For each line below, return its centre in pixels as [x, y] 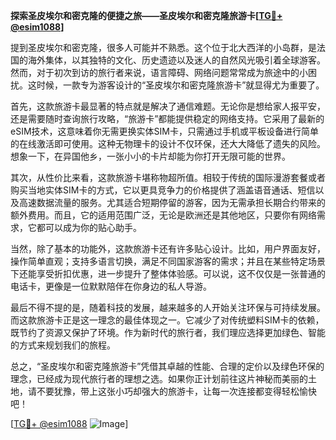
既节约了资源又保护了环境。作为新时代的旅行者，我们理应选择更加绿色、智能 [168, 332]
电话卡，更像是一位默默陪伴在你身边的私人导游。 [111, 286]
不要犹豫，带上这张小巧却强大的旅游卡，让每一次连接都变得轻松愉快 [176, 391]
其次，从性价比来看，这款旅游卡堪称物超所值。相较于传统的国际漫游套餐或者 [168, 177]
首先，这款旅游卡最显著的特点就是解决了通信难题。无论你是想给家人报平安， [168, 106]
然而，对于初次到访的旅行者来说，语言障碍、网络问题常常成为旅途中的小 [159, 72]
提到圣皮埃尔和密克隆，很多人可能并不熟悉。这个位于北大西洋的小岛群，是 [163, 47]
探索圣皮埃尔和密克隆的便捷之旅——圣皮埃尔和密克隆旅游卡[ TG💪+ [146, 15]
